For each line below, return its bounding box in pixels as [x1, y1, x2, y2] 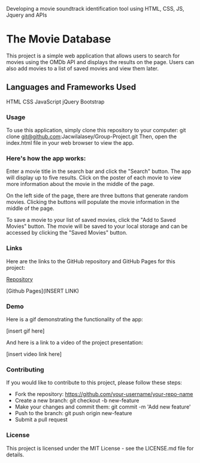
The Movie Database [6, 32, 111, 46]
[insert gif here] [6, 327, 45, 334]
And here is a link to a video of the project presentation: [6, 339, 144, 346]
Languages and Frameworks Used [6, 82, 137, 92]
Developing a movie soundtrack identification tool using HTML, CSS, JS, [6, 5, 184, 12]
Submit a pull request [14, 416, 68, 424]
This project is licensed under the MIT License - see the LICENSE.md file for [6, 444, 194, 452]
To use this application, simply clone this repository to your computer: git [6, 127, 186, 134]
